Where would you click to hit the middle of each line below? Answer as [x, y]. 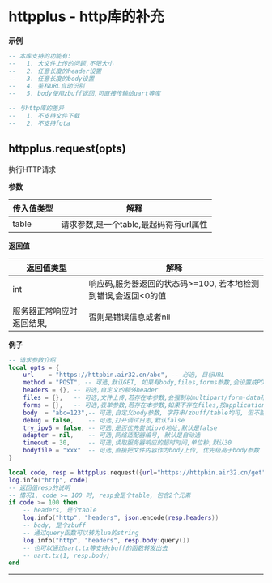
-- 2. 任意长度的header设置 [55, 71]
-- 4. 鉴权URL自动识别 [47, 86]
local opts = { [34, 367]
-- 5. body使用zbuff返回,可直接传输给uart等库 [85, 94]
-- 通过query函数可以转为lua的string [81, 533]
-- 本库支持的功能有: [40, 56]
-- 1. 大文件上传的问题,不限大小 [61, 63]
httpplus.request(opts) [68, 149]
